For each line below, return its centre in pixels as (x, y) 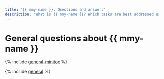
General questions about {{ (61, 38)
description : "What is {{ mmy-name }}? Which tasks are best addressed (79, 14)
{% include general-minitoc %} (36, 62)
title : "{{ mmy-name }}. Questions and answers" (55, 10)
